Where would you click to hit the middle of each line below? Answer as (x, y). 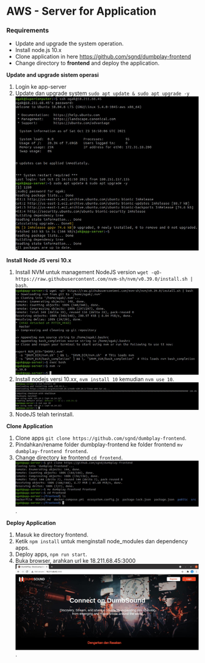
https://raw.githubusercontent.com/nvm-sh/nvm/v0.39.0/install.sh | (104, 279)
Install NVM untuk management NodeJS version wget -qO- (88, 272)
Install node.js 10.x (38, 50)
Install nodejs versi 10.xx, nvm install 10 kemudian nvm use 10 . (95, 379)
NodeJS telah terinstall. (45, 415)
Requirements (28, 31)
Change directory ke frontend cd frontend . (69, 457)
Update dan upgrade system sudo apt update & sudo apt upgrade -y (102, 94)
